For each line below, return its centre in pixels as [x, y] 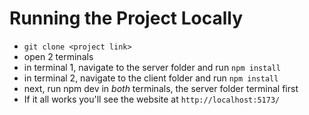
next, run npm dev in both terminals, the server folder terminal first [161, 88]
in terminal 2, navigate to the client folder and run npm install [151, 78]
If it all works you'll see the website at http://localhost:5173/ [152, 99]
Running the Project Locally [126, 18]
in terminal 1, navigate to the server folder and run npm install [152, 67]
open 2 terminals [58, 56]
